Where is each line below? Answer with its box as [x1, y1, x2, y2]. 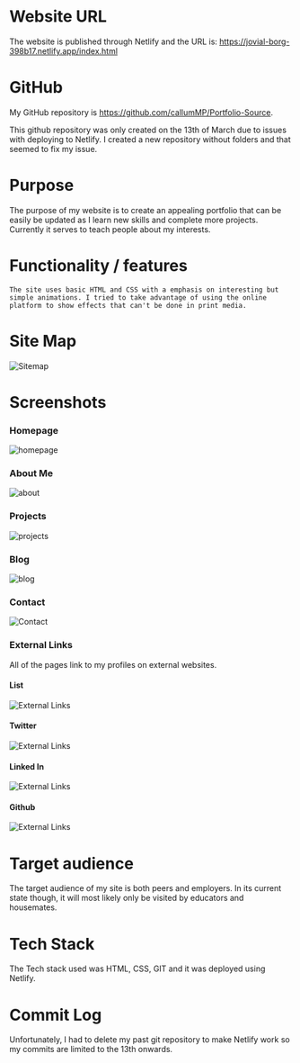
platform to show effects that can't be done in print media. [9, 301, 247, 310]
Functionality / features [9, 256, 189, 275]
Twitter [9, 720, 38, 731]
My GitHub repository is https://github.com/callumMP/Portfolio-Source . [9, 106, 274, 118]
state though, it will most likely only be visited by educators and [9, 893, 244, 904]
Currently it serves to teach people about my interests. [9, 223, 211, 235]
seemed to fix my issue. [9, 143, 98, 154]
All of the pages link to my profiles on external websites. [9, 659, 217, 670]
